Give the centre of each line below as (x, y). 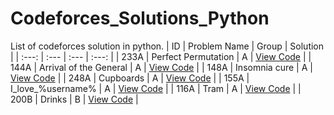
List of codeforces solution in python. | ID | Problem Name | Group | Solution (167, 46)
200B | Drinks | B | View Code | (74, 99)
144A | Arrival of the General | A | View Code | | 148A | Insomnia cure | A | (161, 67)
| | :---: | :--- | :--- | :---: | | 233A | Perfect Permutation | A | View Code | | (161, 56)
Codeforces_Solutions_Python (140, 18)
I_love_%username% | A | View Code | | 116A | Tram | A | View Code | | (156, 88)
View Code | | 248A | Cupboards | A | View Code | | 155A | (130, 78)
